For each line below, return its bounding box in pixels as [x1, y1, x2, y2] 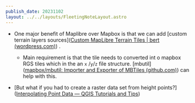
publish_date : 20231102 [5, 8, 64, 15]
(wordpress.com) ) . [14, 42, 61, 50]
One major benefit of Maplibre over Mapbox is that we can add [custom [14, 30, 187, 37]
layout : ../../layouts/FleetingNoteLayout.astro [5, 14, 127, 20]
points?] [157, 84, 177, 91]
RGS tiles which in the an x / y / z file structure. [22, 60, 132, 67]
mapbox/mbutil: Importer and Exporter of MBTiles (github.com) [25, 66, 177, 73]
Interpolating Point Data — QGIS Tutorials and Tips [16, 90, 139, 97]
